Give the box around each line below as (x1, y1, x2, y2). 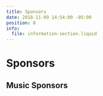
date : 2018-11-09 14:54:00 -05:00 (6, 14, 92, 20)
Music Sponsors (6, 80, 68, 90)
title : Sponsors (6, 8, 46, 15)
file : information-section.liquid (11, 31, 97, 37)
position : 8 (6, 20, 36, 26)
